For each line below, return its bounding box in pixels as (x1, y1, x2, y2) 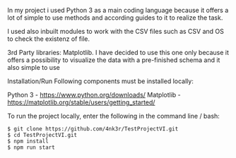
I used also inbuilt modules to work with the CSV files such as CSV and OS (7, 28, 224, 35)
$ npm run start (7, 144, 55, 151)
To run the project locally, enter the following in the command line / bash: (7, 112, 220, 120)
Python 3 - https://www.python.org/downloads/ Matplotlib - (7, 91, 182, 99)
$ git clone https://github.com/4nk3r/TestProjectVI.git (7, 126, 179, 133)
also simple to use (7, 63, 60, 71)
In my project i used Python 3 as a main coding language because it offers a (7, 6, 229, 14)
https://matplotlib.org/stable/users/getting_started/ (7, 98, 155, 107)
